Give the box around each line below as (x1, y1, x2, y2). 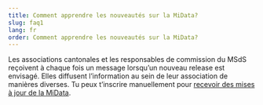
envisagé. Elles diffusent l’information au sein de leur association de (8, 71, 228, 81)
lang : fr (8, 26, 37, 34)
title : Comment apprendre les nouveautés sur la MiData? (8, 11, 199, 20)
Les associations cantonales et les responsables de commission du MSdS (8, 55, 247, 64)
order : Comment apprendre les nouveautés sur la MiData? (8, 33, 199, 42)
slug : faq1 (8, 19, 44, 27)
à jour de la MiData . (8, 88, 71, 98)
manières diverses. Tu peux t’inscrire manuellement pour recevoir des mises (8, 80, 255, 89)
